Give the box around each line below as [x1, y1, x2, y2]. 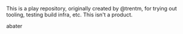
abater [6, 23, 23, 29]
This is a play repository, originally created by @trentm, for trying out [6, 5, 177, 12]
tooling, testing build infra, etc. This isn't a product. [6, 11, 133, 18]
